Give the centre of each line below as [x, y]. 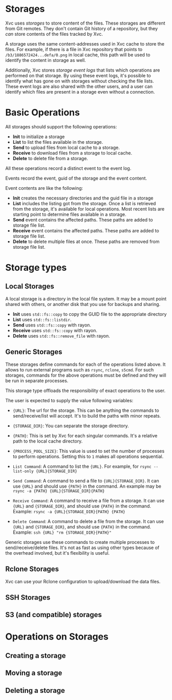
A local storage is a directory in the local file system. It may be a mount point [86, 299]
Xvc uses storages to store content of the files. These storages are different [85, 23]
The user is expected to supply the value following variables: [69, 400]
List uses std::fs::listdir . [42, 319]
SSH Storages [28, 597]
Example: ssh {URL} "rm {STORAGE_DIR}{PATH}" [62, 532]
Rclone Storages [32, 569]
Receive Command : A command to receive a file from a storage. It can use [89, 500]
